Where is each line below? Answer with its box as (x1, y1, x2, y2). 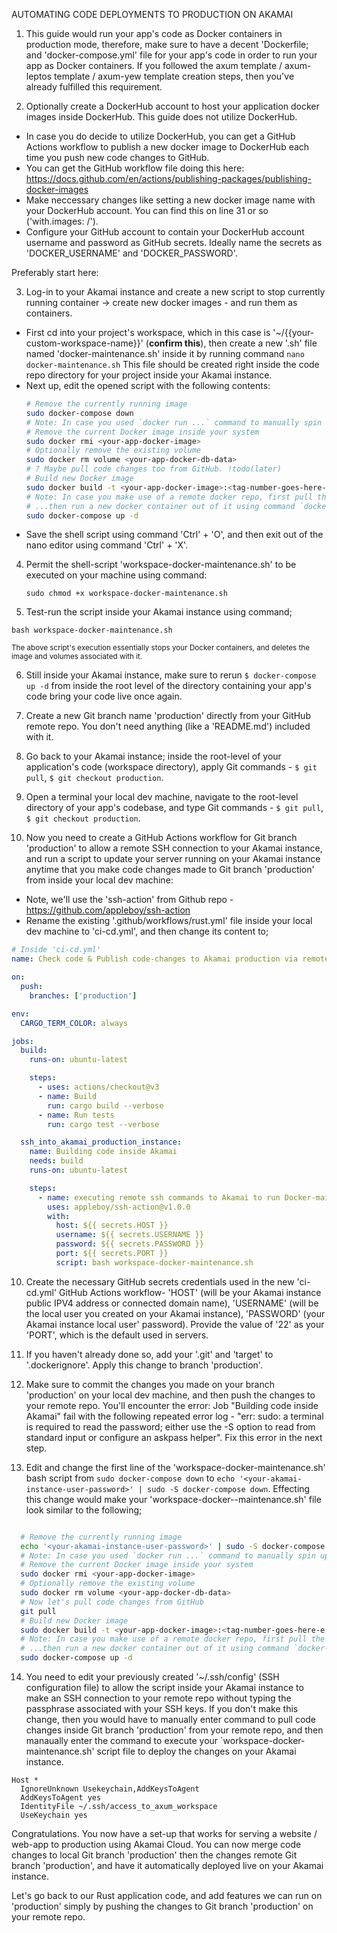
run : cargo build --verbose (47, 1100, 164, 1111)
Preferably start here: (11, 267, 99, 278)
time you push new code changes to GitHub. (25, 152, 210, 163)
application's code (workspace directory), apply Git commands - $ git (25, 761, 318, 773)
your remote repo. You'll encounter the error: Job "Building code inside (25, 1399, 319, 1411)
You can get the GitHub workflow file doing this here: (25, 162, 245, 174)
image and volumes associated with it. (11, 652, 143, 662)
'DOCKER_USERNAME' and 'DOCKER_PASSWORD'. (25, 247, 238, 259)
